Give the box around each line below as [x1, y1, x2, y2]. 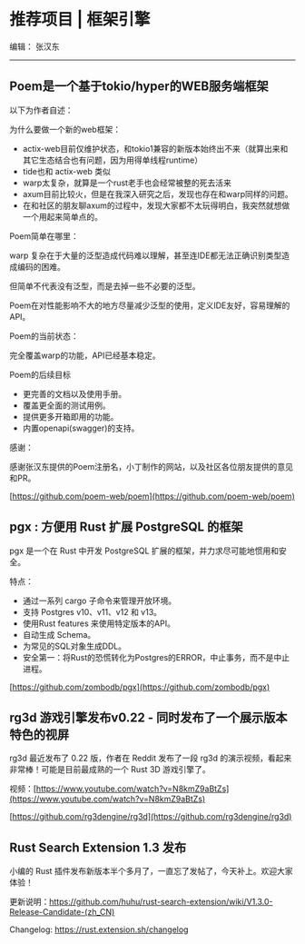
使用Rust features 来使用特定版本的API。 [22, 618, 175, 629]
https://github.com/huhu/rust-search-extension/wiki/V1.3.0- [49, 897, 274, 908]
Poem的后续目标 [9, 369, 71, 380]
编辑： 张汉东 [9, 41, 60, 52]
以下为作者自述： [9, 104, 74, 115]
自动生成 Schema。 [22, 629, 96, 640]
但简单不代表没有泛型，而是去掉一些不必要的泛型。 [9, 280, 201, 292]
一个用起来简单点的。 [22, 211, 103, 222]
